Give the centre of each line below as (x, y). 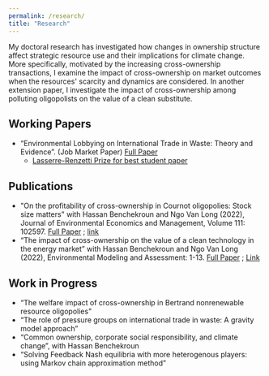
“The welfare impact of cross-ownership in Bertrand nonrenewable (132, 302)
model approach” (49, 328)
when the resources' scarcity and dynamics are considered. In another (126, 81)
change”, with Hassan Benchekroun (79, 345)
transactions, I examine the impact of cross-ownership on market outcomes (135, 72)
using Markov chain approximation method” (93, 363)
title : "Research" (39, 24)
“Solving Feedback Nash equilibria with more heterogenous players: (134, 354)
